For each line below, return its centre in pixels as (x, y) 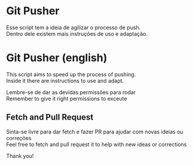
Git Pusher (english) (57, 58)
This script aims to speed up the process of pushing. (71, 74)
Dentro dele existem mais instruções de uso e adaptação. (77, 33)
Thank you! (20, 155)
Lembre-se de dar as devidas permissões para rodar (71, 92)
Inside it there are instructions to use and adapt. (65, 80)
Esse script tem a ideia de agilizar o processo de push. (73, 27)
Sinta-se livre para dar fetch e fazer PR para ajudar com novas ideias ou (95, 132)
